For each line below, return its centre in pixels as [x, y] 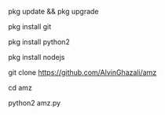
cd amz [20, 87]
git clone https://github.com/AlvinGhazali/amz [82, 72]
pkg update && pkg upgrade [54, 11]
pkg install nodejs [37, 57]
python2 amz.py [35, 103]
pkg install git [30, 26]
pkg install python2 [39, 42]
